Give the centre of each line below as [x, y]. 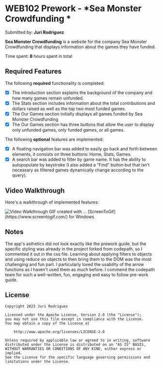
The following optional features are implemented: [54, 139]
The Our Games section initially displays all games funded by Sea [77, 114]
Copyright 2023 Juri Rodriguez [37, 306]
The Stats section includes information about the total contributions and [83, 103]
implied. [14, 353]
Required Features [33, 72]
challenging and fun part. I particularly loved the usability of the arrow [74, 264]
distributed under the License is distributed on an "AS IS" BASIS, [75, 344]
